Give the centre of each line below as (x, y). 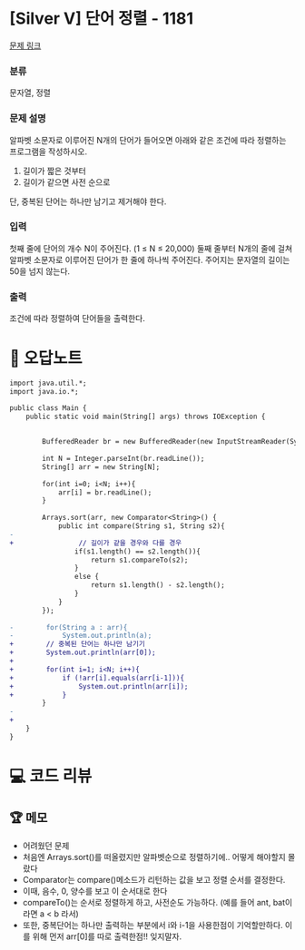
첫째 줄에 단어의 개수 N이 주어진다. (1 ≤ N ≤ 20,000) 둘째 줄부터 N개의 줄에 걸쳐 (151, 248)
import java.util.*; (49, 383)
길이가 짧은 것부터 (54, 171)
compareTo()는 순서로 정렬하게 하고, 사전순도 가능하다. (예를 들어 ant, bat (154, 902)
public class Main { (49, 408)
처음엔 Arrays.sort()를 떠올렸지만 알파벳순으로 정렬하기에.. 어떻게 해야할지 (154, 857)
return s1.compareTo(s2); (139, 560)
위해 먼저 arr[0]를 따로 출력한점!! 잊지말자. (107, 936)
